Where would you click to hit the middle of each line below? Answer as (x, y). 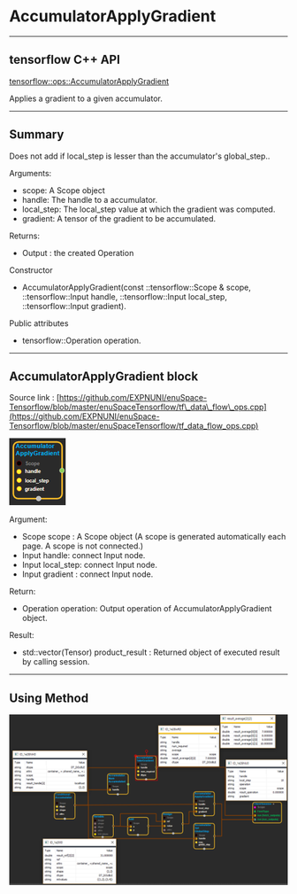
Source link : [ (34, 398)
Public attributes (39, 323)
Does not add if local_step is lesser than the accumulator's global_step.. (140, 156)
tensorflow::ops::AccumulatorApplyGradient (89, 81)
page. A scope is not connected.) (83, 546)
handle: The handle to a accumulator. (89, 199)
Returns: (25, 236)
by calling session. (56, 662)
